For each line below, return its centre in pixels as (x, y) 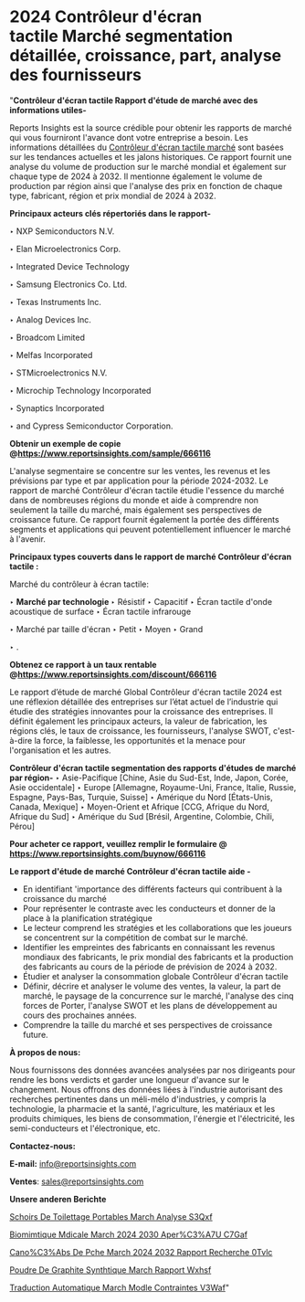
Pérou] (22, 826)
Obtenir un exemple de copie (65, 443)
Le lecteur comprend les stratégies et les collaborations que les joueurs (157, 927)
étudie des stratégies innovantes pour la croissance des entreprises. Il (142, 711)
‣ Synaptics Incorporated (57, 408)
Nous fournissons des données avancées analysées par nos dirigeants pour (152, 1070)
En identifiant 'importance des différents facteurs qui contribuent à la (152, 889)
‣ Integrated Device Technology (69, 266)
